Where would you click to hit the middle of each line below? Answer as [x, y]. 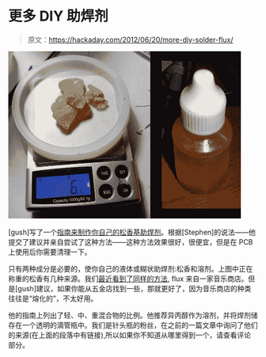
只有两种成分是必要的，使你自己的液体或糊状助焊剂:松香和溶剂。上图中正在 [131, 268]
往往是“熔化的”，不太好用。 [53, 298]
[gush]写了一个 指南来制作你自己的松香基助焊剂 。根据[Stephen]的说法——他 [132, 232]
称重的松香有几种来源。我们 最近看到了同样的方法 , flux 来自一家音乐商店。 [128, 279]
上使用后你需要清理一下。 [50, 252]
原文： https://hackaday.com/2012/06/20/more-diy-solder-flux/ [130, 40]
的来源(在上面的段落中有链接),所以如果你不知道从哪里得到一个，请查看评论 [130, 335]
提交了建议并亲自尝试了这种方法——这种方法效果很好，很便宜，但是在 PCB [131, 241]
